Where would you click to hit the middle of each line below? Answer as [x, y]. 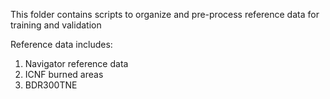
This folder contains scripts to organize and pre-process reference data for [165, 14]
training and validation [56, 25]
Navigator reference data [76, 63]
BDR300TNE [51, 85]
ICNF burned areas [64, 74]
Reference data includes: [61, 44]
